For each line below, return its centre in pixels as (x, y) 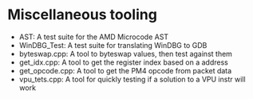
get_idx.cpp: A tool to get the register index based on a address (123, 62)
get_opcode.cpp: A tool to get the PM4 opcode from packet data (125, 70)
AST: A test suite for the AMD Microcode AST (94, 37)
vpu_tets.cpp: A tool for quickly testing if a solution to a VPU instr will (132, 79)
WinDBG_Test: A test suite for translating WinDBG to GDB (113, 45)
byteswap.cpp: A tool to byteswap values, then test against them (126, 53)
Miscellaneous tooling (82, 15)
